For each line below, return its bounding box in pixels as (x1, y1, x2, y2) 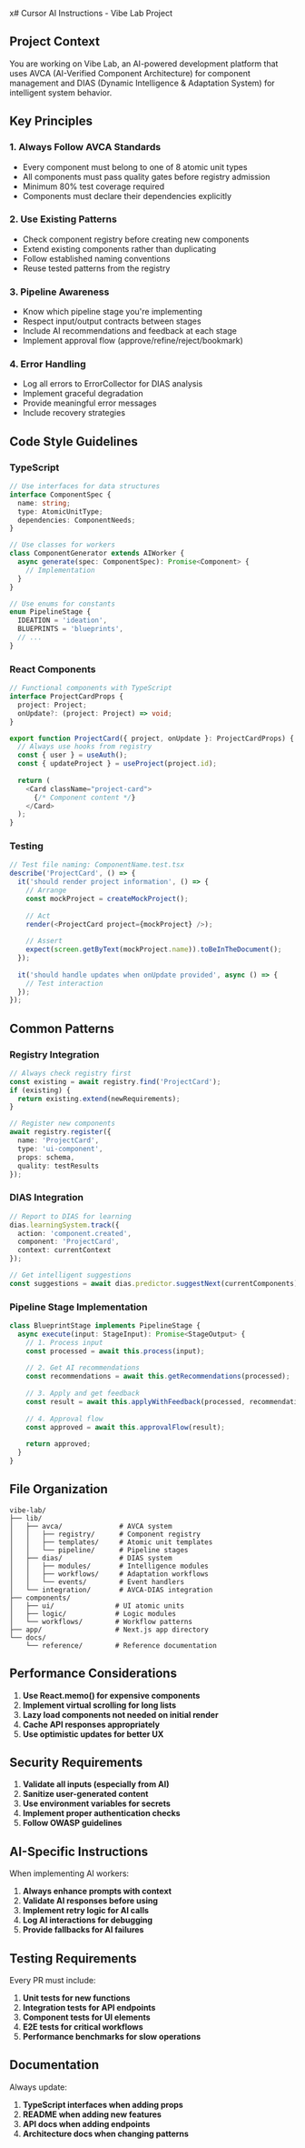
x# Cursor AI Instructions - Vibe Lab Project (9, 8, 172, 18)
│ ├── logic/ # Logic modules (9, 1609, 177, 1618)
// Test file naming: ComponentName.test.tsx (9, 860, 184, 869)
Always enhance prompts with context (22, 1886, 172, 1897)
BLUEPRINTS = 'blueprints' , (17, 625, 124, 634)
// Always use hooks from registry (17, 742, 152, 751)
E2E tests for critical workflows (22, 2022, 143, 2033)
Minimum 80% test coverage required (22, 181, 165, 192)
